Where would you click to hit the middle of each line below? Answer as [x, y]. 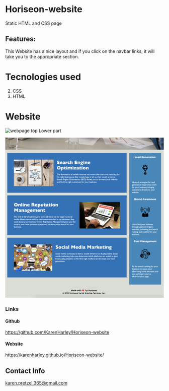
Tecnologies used [43, 77]
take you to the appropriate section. [42, 56]
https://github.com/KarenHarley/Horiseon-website [57, 332]
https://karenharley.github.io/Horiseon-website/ [55, 355]
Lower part [50, 131]
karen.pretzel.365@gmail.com [36, 383]
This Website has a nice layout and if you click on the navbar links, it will [80, 51]
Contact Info [25, 371]
